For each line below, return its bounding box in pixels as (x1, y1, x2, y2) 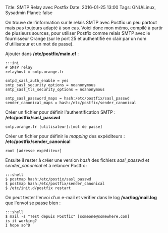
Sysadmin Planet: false (5, 10, 53, 16)
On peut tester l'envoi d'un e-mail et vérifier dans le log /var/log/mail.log (5, 195, 157, 200)
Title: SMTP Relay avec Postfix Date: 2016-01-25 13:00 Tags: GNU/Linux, (5, 5, 156, 10)
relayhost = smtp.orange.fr (5, 69, 65, 74)
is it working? (5, 218, 37, 223)
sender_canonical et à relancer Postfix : (5, 163, 88, 168)
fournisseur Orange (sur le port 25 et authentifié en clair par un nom (5, 35, 147, 41)
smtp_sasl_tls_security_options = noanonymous (5, 87, 105, 92)
